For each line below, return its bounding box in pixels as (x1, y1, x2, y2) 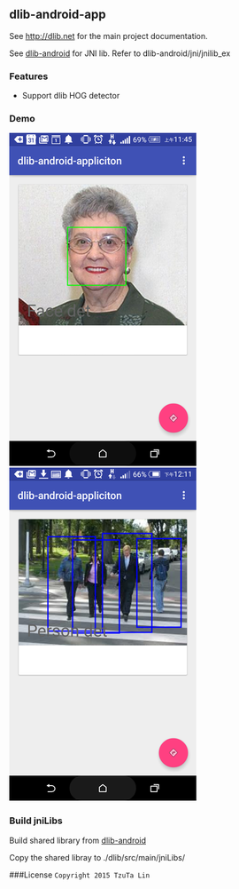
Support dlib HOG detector (21, 91, 120, 101)
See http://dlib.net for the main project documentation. (9, 30, 208, 41)
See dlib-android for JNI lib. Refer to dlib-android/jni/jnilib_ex (9, 48, 231, 59)
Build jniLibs (9, 814, 64, 827)
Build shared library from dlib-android (9, 835, 147, 845)
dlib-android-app (9, 7, 106, 22)
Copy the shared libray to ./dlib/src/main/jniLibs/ (9, 852, 186, 862)
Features (9, 70, 49, 83)
